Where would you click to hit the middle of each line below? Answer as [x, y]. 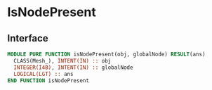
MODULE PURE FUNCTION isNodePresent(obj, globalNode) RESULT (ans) [106, 54]
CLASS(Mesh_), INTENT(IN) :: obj [62, 60]
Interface [28, 38]
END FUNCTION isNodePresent [48, 81]
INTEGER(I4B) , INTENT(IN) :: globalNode [73, 67]
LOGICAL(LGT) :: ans [44, 74]
